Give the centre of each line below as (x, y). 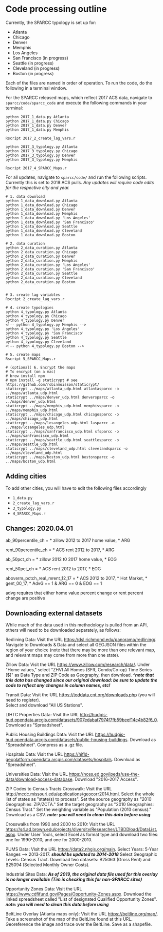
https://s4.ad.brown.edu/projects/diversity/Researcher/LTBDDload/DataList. (81, 829)
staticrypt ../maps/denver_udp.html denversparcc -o (60, 397)
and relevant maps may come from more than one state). (63, 655)
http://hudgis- (94, 715)
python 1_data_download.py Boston (41, 235)
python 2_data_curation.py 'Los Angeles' (48, 265)
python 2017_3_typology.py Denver (41, 155)
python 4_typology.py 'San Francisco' (45, 333)
